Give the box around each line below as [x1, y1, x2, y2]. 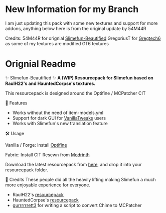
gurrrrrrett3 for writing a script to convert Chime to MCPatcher [12, 202, 142, 208]
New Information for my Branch [5, 4, 139, 15]
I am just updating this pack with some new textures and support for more [5, 20, 158, 26]
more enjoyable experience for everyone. [5, 182, 90, 188]
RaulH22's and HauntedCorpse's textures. [5, 80, 96, 86]
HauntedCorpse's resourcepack [12, 197, 79, 203]
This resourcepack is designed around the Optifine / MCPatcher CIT [5, 90, 146, 96]
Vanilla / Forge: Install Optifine [5, 142, 67, 148]
